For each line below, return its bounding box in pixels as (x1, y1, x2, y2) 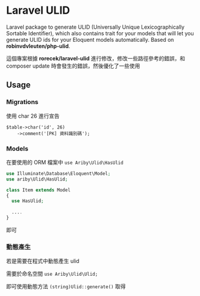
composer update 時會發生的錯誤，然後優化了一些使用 (6, 62, 140, 69)
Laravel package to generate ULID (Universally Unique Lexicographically (6, 23, 185, 30)
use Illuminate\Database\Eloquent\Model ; (6, 170, 111, 176)
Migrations (6, 98, 39, 106)
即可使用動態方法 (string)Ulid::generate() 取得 (6, 283, 126, 290)
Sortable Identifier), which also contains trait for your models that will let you (6, 29, 194, 36)
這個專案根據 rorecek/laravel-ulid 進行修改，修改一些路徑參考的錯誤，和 (6, 54, 185, 62)
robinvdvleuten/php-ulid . (6, 42, 70, 50)
